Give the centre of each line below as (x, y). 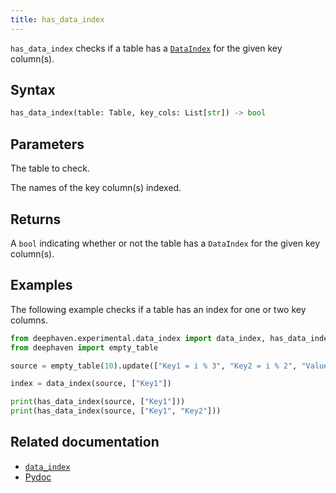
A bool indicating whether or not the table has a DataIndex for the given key (165, 243)
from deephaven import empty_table (84, 347)
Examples (41, 285)
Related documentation (85, 442)
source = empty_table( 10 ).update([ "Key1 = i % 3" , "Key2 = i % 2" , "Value (169, 366)
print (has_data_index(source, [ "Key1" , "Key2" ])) (116, 411)
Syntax (33, 90)
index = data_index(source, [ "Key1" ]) (91, 384)
